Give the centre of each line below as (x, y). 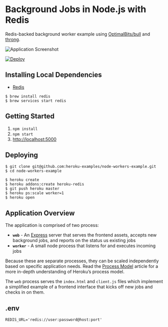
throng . (13, 39)
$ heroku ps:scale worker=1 (35, 193)
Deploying (22, 155)
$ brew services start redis (36, 101)
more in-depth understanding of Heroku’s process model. (65, 272)
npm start (23, 134)
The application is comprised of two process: (52, 225)
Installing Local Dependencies (54, 75)
